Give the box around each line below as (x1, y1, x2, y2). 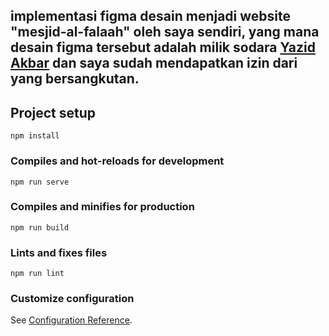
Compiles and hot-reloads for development (10, 154, 225, 168)
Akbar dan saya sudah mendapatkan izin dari (10, 55, 298, 72)
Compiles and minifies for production (10, 200, 195, 214)
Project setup (10, 104, 97, 121)
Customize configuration (10, 292, 135, 306)
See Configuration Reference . (10, 314, 133, 326)
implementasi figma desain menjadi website (10, 8, 292, 25)
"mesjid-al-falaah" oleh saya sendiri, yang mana (10, 24, 320, 41)
